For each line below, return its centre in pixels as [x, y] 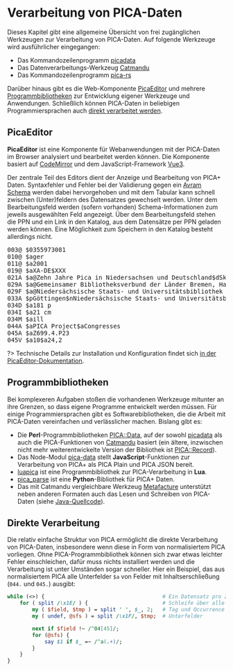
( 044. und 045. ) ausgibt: [42, 584]
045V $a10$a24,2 [35, 340]
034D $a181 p [29, 305]
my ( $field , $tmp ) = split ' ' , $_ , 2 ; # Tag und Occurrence [129, 610]
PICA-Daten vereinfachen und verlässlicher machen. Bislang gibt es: [105, 421]
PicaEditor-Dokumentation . [46, 361]
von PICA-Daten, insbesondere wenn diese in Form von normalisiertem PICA [116, 547]
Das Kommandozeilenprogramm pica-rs [74, 75]
